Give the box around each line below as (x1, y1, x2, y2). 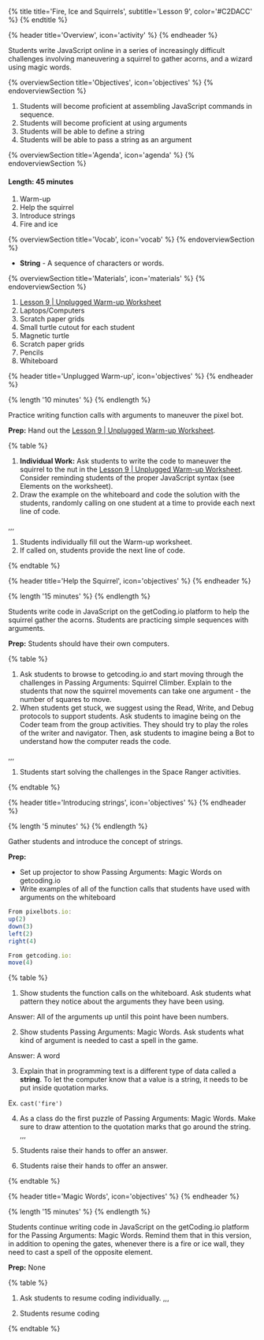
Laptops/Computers (19, 306, 85, 315)
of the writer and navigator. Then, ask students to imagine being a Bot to (19, 728, 255, 738)
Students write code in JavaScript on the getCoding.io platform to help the (8, 607, 250, 617)
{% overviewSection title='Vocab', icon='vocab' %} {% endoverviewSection (8, 235, 255, 244)
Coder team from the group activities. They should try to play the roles (19, 720, 248, 730)
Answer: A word (8, 1051, 61, 1060)
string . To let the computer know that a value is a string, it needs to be (19, 1075, 248, 1084)
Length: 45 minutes (8, 177, 74, 186)
